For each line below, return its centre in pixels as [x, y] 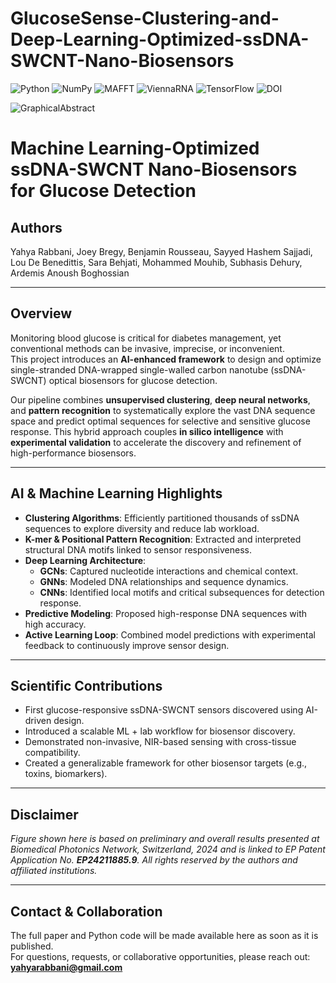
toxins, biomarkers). [66, 774]
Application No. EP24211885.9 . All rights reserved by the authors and [154, 860]
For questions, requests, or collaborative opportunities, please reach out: [160, 956]
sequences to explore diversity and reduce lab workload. [142, 528]
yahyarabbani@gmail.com [66, 967]
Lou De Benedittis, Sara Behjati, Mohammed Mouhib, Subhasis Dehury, [156, 262]
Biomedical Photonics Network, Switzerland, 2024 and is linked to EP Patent [168, 849]
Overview [41, 313]
